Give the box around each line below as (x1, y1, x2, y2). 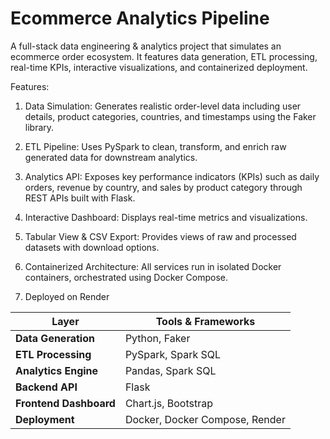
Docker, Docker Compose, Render (124, 412, 286, 426)
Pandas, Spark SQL (124, 363, 217, 377)
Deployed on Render (24, 290, 110, 302)
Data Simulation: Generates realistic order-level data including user (24, 100, 302, 112)
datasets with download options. (24, 241, 160, 253)
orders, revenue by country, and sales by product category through (24, 181, 303, 193)
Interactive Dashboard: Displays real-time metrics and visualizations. (24, 211, 308, 223)
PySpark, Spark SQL (124, 347, 222, 361)
